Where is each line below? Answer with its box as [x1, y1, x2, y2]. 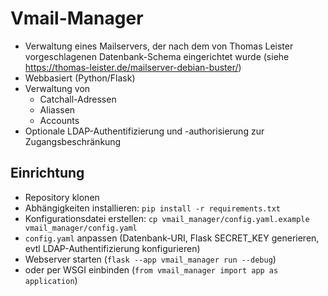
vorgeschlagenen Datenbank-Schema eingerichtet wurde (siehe [24, 50, 290, 62]
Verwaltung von [24, 82, 91, 94]
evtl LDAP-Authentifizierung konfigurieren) [24, 242, 201, 254]
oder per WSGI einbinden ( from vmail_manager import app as [24, 263, 279, 276]
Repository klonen [24, 191, 100, 203]
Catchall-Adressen [39, 93, 117, 105]
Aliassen [39, 103, 76, 116]
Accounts [39, 114, 80, 126]
